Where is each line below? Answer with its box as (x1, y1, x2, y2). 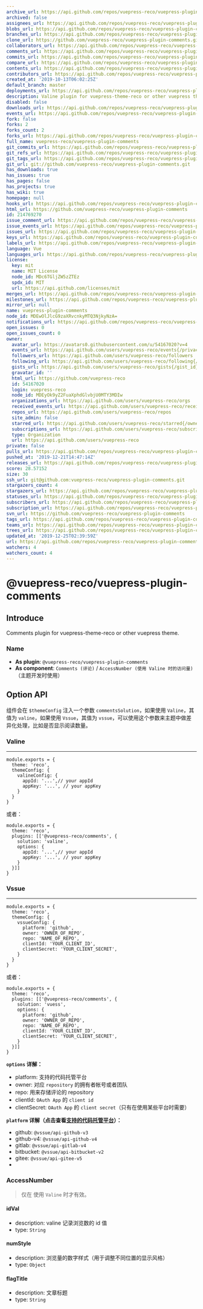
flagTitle (6, 1274, 28, 1282)
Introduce (6, 613, 44, 623)
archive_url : (6, 8, 39, 15)
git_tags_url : (6, 155, 42, 161)
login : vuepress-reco (11, 386, 66, 393)
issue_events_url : (6, 223, 53, 229)
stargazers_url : (6, 488, 47, 494)
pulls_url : (6, 449, 34, 455)
